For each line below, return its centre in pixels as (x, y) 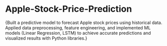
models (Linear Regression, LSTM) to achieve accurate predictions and (78, 33)
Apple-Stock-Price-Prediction (69, 9)
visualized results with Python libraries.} (46, 38)
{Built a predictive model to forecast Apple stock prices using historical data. (84, 23)
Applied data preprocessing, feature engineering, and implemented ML (78, 27)
